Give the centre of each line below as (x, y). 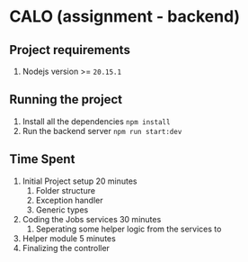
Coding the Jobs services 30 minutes (92, 219)
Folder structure (66, 190)
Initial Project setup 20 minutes (80, 181)
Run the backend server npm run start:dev (102, 131)
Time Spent (42, 159)
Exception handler (69, 200)
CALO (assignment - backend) (125, 17)
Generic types (62, 210)
